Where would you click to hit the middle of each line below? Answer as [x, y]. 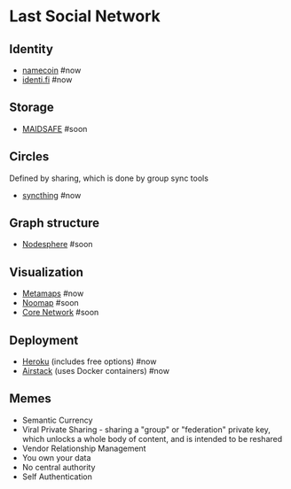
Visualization [47, 272]
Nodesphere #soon [57, 244]
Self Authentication [57, 477]
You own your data [56, 457]
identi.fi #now [47, 80]
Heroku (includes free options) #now [89, 361]
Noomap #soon [51, 303]
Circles [29, 157]
